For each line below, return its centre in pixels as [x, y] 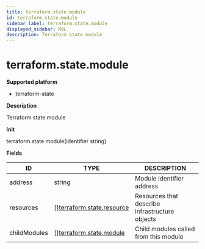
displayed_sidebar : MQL [37, 29]
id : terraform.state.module [42, 18]
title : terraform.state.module [46, 12]
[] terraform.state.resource [92, 207]
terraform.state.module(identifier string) [56, 141]
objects [146, 219]
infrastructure [155, 212]
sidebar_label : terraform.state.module [57, 23]
